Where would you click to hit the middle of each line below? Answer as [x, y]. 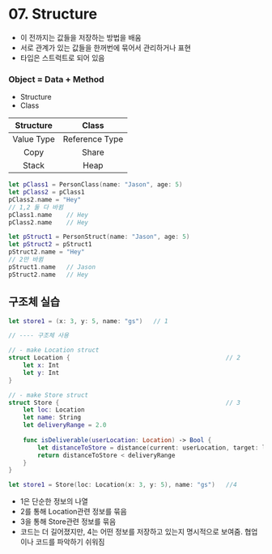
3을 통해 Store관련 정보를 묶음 [68, 522]
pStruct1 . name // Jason [52, 267]
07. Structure [53, 14]
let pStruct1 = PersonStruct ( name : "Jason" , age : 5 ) [99, 237]
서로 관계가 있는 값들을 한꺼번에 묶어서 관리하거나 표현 [106, 47]
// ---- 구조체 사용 [39, 336]
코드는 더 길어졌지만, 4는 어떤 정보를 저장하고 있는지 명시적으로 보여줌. [131, 532]
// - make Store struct [49, 395]
